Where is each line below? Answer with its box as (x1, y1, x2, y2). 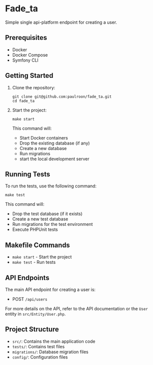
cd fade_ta (12, 98, 35, 104)
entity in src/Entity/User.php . (5, 311, 66, 317)
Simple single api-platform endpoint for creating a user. (5, 19, 117, 25)
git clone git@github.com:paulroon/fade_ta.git (12, 94, 112, 99)
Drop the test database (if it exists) (12, 211, 83, 217)
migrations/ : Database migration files (12, 349, 89, 355)
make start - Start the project (12, 254, 72, 260)
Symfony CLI (12, 57, 38, 63)
